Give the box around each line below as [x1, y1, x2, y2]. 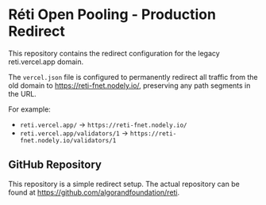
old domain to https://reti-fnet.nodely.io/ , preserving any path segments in [8, 81, 251, 90]
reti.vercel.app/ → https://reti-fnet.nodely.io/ [19, 120, 188, 129]
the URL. [8, 89, 37, 98]
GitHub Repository [8, 158, 102, 172]
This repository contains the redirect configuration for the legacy [8, 48, 220, 58]
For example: [8, 104, 52, 114]
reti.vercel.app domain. [8, 57, 84, 66]
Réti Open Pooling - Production [8, 6, 217, 24]
